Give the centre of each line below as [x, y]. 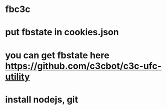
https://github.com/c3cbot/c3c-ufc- [83, 66]
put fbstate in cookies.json [62, 32]
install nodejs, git [42, 99]
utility [18, 77]
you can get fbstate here [57, 55]
